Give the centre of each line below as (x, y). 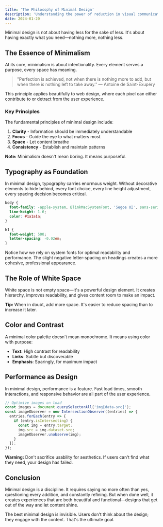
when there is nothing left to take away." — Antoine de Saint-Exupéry (86, 84)
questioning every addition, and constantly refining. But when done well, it (79, 495)
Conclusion (23, 478)
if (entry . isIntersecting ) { (43, 421)
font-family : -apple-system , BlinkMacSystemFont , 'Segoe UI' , (73, 207)
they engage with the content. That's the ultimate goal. (60, 520)
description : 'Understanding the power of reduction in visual (70, 14)
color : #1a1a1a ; (26, 216)
